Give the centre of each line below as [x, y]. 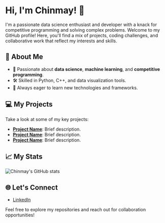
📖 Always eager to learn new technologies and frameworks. [75, 88]
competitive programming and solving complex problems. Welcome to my [83, 30]
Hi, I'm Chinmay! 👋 [45, 10]
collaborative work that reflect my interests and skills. [61, 41]
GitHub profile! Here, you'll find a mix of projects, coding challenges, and [82, 35]
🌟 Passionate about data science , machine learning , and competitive [86, 69]
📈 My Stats [24, 156]
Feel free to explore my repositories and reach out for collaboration [76, 210]
